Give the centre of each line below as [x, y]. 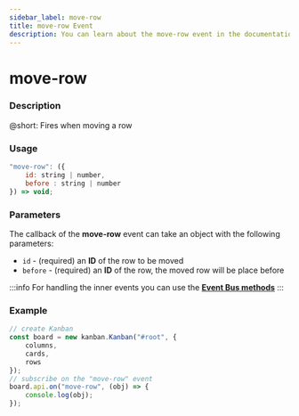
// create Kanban [41, 329]
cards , [37, 354]
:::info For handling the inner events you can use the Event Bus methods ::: [147, 287]
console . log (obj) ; [59, 396]
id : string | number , [65, 175]
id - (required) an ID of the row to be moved [103, 260]
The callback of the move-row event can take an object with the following [145, 233]
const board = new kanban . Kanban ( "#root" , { [93, 338]
